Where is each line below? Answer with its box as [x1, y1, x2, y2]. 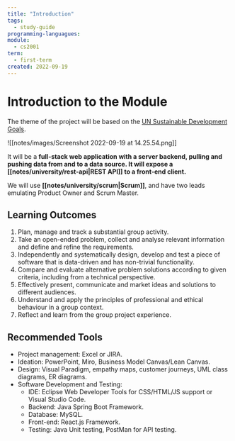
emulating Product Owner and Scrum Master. [7, 189, 139, 197]
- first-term [13, 57, 52, 64]
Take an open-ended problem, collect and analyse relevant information [17, 235, 225, 244]
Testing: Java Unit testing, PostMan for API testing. [28, 425, 177, 434]
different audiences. [17, 288, 76, 296]
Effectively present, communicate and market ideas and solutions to [17, 281, 216, 289]
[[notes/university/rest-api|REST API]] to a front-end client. [7, 167, 186, 176]
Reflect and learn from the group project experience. [17, 311, 172, 319]
